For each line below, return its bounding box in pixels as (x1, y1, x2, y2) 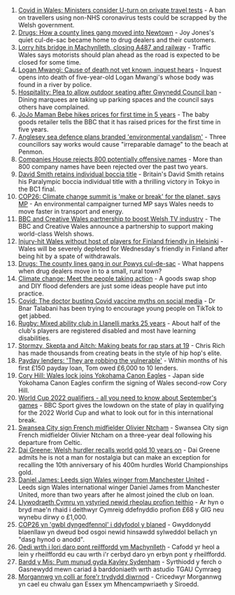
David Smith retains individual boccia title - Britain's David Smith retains (17, 170, 225, 178)
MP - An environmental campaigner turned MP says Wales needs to (17, 200, 214, 208)
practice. (17, 289, 44, 297)
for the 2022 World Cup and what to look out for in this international (17, 408, 214, 417)
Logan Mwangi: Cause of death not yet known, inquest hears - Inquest (17, 66, 222, 74)
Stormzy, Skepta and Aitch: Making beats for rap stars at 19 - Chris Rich (17, 342, 226, 349)
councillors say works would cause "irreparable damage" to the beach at (17, 140, 229, 148)
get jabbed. (17, 312, 52, 320)
